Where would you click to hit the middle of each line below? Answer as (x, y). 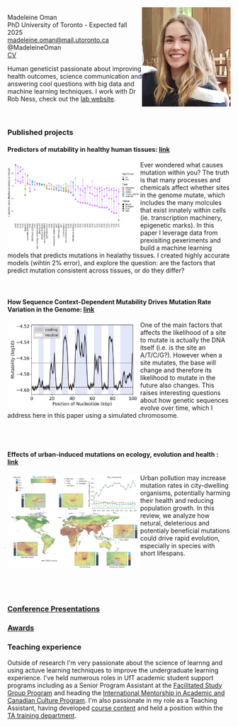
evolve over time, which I (177, 408)
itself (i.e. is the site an (173, 348)
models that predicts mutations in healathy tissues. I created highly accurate (119, 255)
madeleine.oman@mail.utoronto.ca (58, 40)
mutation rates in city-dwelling (185, 485)
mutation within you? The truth (185, 172)
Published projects (40, 132)
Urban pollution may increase (183, 477)
